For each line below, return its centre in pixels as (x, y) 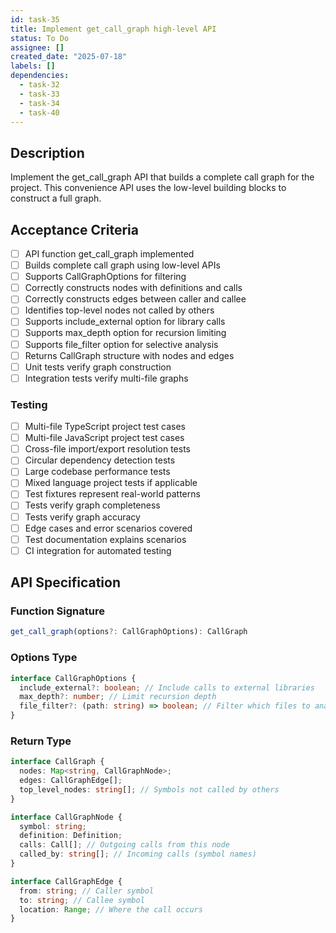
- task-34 (39, 103)
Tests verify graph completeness (92, 505)
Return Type (41, 741)
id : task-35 (35, 19)
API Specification (66, 582)
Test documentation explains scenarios (105, 539)
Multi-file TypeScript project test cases (105, 427)
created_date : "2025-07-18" (69, 57)
